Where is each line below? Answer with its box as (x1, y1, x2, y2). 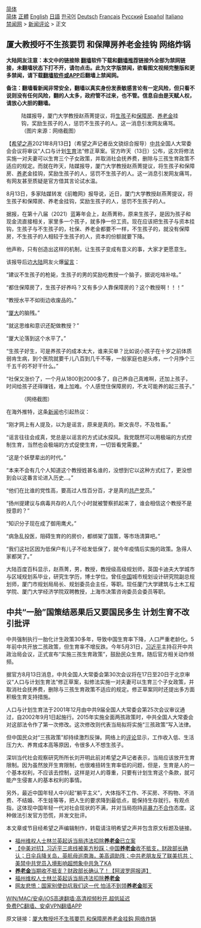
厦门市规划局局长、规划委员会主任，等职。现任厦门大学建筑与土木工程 (22, 580, 195, 587)
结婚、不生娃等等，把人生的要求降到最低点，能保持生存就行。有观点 (22, 796, 190, 804)
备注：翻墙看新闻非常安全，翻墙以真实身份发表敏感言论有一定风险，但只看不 (6, 84, 195, 91)
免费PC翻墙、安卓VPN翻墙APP (6, 902, 82, 909)
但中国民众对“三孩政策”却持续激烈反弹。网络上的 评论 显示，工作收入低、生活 (6, 733, 194, 741)
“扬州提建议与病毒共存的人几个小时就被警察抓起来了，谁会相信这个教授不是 (6, 499, 193, 507)
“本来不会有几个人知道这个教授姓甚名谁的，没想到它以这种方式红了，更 (6, 466, 182, 474)
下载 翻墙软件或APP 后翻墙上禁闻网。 (32, 71, 122, 79)
